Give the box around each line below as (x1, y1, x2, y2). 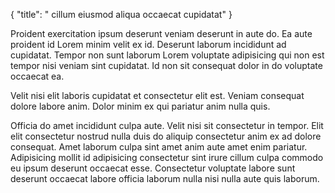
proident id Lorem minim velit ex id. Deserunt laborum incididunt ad (10, 39, 287, 50)
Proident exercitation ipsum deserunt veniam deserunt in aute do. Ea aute (10, 28, 313, 39)
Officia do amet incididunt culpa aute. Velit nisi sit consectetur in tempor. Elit (10, 120, 324, 131)
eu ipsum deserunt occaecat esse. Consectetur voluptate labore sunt (10, 162, 296, 174)
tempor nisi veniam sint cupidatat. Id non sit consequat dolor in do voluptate (10, 60, 323, 71)
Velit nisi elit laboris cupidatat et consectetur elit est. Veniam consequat (10, 90, 305, 101)
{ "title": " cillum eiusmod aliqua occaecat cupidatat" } (10, 9, 233, 20)
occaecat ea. (10, 70, 65, 82)
